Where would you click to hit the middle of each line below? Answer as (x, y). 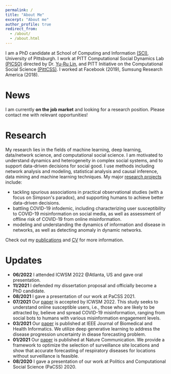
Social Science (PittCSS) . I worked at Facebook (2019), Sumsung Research (84, 69)
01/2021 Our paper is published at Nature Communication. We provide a (89, 339)
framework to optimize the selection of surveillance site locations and (86, 345)
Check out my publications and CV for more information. (65, 240)
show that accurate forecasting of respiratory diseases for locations (84, 351)
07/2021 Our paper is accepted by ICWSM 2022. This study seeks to (85, 302)
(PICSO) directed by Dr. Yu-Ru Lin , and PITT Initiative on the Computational (84, 64)
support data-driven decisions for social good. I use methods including (80, 166)
